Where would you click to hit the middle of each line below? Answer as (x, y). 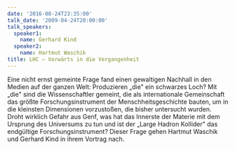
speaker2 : (28, 46)
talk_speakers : (29, 27)
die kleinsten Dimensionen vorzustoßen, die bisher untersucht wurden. (109, 109)
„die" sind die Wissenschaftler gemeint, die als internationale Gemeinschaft (116, 94)
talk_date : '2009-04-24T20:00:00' (58, 20)
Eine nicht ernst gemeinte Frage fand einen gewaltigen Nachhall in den (109, 79)
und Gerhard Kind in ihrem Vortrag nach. (66, 139)
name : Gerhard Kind (48, 40)
